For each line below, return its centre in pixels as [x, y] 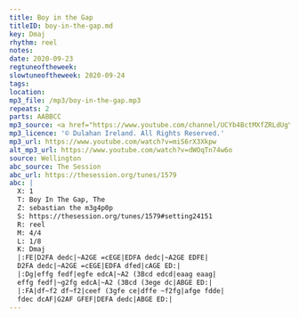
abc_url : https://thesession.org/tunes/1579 [93, 175]
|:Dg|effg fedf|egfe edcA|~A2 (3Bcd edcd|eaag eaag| [117, 274]
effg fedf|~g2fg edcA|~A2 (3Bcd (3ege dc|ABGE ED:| [115, 282]
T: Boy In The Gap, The [61, 200]
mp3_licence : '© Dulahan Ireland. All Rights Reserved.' [117, 134]
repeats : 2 [29, 109]
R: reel [32, 224]
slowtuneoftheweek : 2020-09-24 [67, 76]
